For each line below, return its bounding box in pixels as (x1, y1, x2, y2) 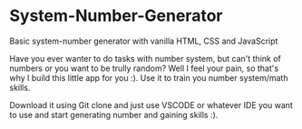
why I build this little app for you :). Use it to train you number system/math (9, 72, 288, 83)
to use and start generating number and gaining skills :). (9, 109, 219, 120)
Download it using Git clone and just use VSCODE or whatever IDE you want (9, 99, 293, 110)
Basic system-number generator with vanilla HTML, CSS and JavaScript (9, 35, 278, 46)
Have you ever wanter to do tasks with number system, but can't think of (9, 53, 281, 64)
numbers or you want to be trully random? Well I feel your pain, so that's (9, 63, 279, 74)
